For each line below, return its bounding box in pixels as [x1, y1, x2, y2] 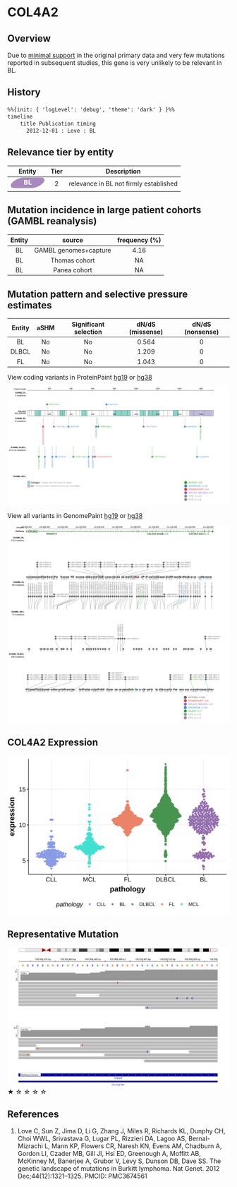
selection [73, 327, 102, 336]
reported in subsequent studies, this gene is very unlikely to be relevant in [7, 59, 222, 67]
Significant [71, 320, 105, 328]
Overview [7, 32, 51, 44]
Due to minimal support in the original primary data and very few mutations [7, 51, 225, 59]
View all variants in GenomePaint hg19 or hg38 [7, 511, 143, 519]
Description [105, 167, 141, 176]
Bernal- [188, 1134, 210, 1143]
